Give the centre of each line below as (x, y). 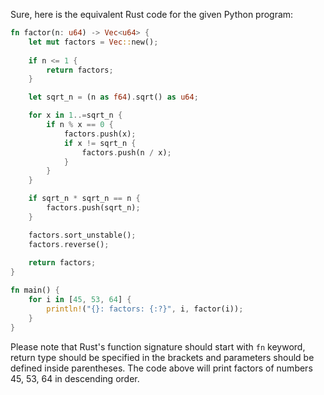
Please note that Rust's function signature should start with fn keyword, (158, 346)
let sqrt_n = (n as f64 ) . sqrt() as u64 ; (113, 97)
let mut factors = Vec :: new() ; (93, 42)
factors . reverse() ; (69, 244)
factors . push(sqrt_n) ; (93, 208)
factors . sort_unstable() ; (82, 235)
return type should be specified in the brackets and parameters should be (162, 357)
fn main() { (35, 290)
